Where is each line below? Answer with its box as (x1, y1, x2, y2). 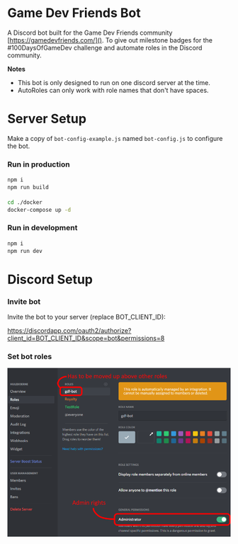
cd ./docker (7, 198, 42, 206)
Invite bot (7, 296, 41, 306)
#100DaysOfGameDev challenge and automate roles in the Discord (7, 43, 203, 52)
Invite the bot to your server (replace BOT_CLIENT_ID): (7, 313, 166, 322)
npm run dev (7, 247, 42, 254)
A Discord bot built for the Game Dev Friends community (7, 28, 173, 37)
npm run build (7, 184, 50, 191)
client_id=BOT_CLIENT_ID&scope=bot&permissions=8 (7, 334, 165, 343)
